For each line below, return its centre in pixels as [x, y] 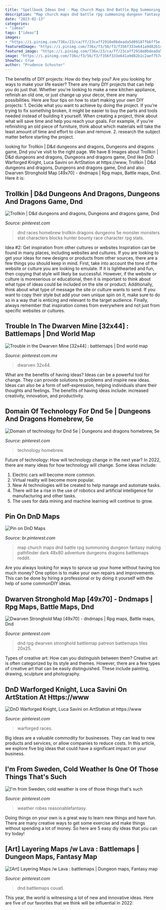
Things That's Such [36, 777]
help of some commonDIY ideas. [38, 584]
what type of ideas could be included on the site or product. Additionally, [79, 284]
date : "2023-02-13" [25, 19]
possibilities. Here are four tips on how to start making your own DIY [75, 100]
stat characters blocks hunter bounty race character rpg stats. [81, 238]
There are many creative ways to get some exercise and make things [75, 823]
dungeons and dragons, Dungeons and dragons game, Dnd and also [75, 168]
